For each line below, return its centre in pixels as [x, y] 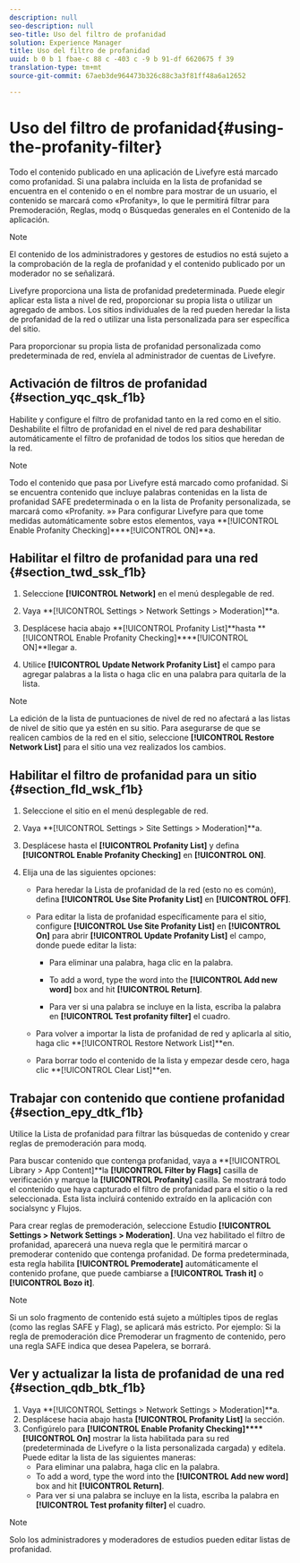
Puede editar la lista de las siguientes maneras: [109, 1457]
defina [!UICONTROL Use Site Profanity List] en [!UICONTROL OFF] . [163, 899]
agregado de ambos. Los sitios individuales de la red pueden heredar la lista [150, 309]
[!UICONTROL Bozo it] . [52, 1283]
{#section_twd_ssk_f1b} [78, 572]
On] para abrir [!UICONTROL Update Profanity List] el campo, [151, 936]
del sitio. [25, 329]
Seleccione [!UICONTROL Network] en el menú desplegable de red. [148, 594]
